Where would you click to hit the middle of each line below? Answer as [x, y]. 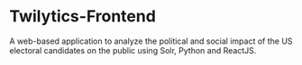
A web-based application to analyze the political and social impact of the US [151, 41]
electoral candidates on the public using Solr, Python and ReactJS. [133, 50]
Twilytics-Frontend [82, 16]
